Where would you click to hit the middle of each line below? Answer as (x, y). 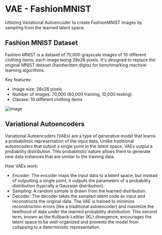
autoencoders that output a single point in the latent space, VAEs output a (79, 146)
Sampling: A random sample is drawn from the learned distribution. (79, 191)
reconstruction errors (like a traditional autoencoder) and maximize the (83, 206)
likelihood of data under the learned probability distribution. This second (84, 211)
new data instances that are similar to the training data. (60, 156)
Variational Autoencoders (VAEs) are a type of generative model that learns (80, 136)
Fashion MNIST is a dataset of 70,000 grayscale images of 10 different (76, 54)
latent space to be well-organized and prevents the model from (75, 222)
